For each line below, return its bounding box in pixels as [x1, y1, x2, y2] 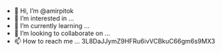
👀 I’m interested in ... [13, 14, 74, 22]
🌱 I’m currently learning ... [13, 22, 90, 30]
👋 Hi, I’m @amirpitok [13, 7, 74, 15]
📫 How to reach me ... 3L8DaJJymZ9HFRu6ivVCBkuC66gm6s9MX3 [13, 37, 216, 45]
